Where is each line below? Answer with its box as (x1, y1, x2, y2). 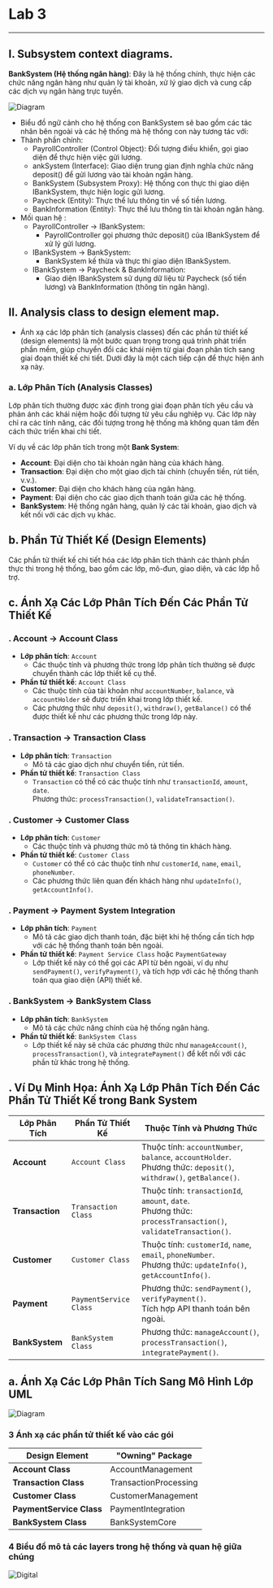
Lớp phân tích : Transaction (19, 750, 112, 761)
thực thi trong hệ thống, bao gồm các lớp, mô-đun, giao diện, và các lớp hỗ (8, 563, 260, 574)
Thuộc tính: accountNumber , (141, 1141, 244, 1153)
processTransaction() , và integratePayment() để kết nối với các (32, 1049, 246, 1058)
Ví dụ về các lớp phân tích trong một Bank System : (8, 442, 180, 452)
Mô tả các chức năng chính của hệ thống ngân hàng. (32, 1023, 210, 1032)
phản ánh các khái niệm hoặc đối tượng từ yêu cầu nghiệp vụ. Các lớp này (8, 408, 257, 419)
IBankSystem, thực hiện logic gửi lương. (32, 186, 166, 196)
